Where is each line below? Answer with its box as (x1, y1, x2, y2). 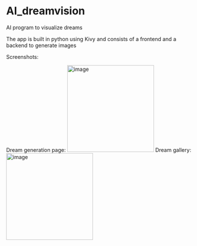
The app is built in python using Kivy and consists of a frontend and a (6, 35, 177, 42)
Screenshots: (6, 53, 39, 60)
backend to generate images (6, 42, 77, 49)
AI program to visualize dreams (6, 24, 83, 31)
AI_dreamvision (6, 4, 85, 18)
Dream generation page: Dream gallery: (6, 146, 192, 153)
